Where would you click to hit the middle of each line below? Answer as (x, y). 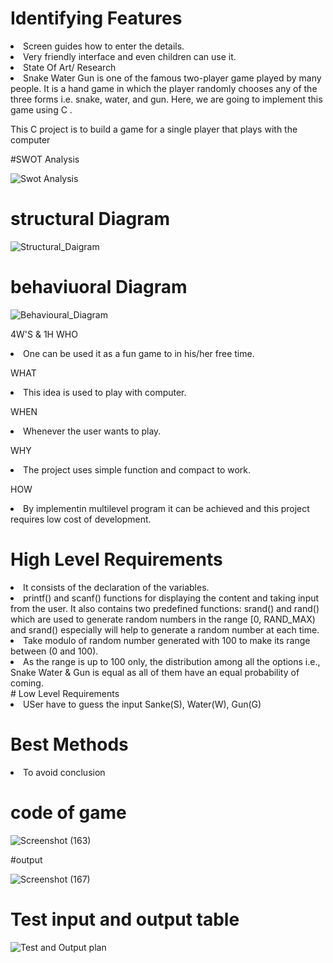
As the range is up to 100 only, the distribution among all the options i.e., (172, 661)
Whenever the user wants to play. (92, 431)
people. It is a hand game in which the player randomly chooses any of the (164, 88)
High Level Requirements (116, 559)
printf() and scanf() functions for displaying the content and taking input (171, 598)
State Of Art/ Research (70, 67)
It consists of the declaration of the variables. (116, 587)
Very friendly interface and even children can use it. (130, 56)
